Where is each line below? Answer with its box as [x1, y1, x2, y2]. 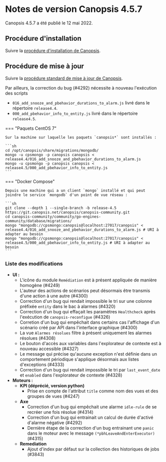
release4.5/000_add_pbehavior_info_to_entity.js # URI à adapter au [5, 240, 150, 245]
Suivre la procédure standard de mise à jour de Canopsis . [5, 75, 123, 81]
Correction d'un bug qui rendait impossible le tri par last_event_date [19, 367, 161, 372]
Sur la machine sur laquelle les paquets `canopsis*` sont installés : [5, 135, 157, 140]
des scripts [5, 90, 28, 96]
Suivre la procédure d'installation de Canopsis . [5, 47, 101, 53]
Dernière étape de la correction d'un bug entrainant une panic [27, 425, 154, 431]
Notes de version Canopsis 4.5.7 [5, 3, 143, 15]
